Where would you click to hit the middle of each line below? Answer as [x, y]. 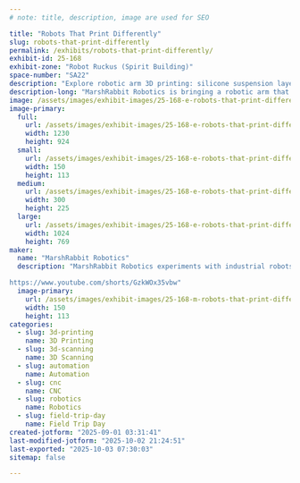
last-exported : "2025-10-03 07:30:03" [81, 449]
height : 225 [47, 208]
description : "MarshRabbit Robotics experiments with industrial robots [155, 267]
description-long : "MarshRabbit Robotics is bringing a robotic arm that [150, 92]
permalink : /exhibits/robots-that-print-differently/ [112, 50]
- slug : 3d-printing [55, 333]
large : [29, 216]
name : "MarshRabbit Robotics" [73, 258]
